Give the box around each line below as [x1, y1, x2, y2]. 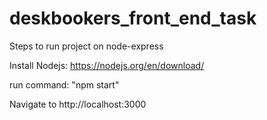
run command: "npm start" [9, 78, 120, 91]
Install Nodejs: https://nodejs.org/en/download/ [9, 59, 205, 71]
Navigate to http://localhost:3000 [9, 98, 147, 110]
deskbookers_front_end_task [9, 7, 257, 30]
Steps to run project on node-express [9, 40, 164, 52]
